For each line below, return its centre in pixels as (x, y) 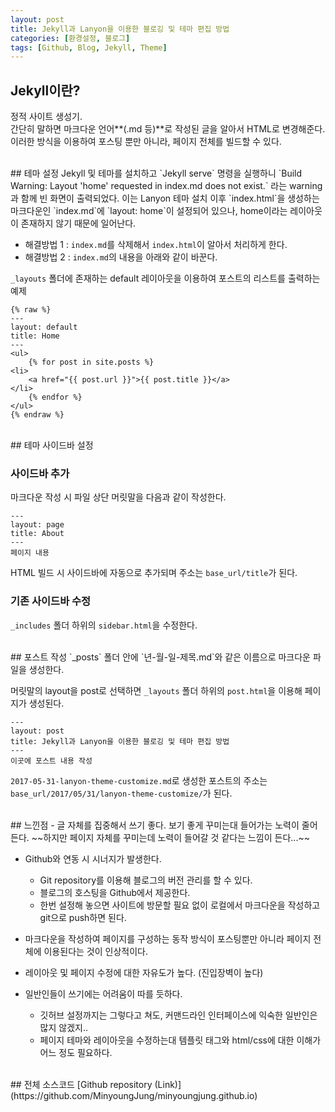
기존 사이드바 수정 (51, 601)
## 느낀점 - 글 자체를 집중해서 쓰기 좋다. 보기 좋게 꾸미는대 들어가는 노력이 (155, 825)
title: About (37, 534)
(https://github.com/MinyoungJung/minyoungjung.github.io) (134, 1095)
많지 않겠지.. (63, 1027)
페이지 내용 (30, 553)
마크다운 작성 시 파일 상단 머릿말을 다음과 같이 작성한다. (118, 497)
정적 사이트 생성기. (46, 117)
